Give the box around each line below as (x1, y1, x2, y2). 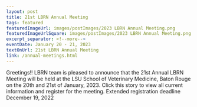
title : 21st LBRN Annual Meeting (6, 14, 88, 20)
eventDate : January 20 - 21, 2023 (6, 42, 91, 48)
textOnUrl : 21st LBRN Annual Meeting (6, 47, 99, 53)
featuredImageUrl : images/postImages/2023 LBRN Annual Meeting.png (6, 25, 176, 31)
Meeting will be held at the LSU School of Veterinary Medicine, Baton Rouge (6, 75, 191, 82)
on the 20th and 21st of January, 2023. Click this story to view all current (6, 81, 183, 89)
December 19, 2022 (6, 94, 54, 101)
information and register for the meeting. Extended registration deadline (6, 87, 181, 95)
